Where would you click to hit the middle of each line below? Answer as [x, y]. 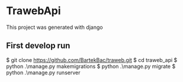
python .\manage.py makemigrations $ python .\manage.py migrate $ [91, 66]
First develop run [38, 46]
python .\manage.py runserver [43, 73]
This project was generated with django [54, 27]
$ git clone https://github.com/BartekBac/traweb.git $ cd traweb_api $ [92, 60]
